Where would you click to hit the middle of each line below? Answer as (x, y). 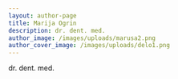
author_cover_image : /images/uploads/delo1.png (89, 45)
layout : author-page (43, 16)
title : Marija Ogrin (43, 23)
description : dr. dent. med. (57, 30)
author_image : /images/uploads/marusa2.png (82, 38)
